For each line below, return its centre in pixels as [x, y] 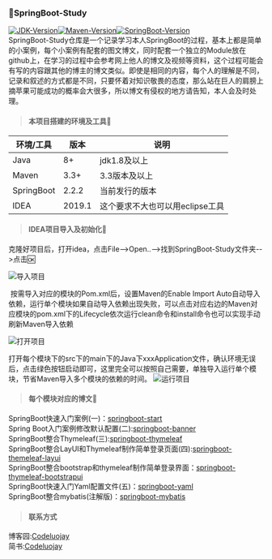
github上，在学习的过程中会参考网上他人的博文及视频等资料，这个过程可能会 [136, 61]
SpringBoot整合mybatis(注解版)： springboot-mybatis [97, 496]
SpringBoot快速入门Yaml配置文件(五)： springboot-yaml [101, 486]
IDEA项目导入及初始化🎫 [67, 230]
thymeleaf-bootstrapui [46, 476]
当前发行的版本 [128, 191]
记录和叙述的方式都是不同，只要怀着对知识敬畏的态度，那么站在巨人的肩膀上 [136, 81]
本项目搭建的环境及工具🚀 [70, 121]
